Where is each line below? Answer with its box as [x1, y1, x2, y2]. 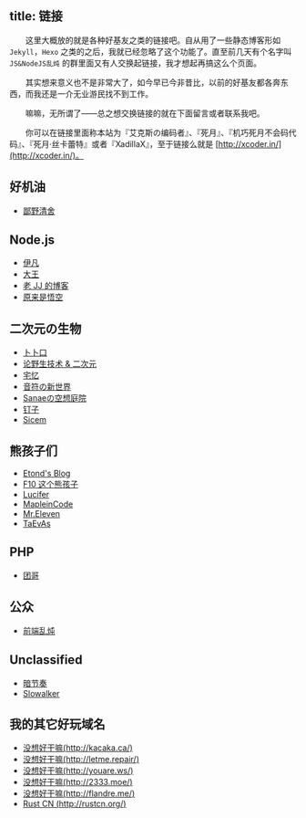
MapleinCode [22, 498, 74, 509]
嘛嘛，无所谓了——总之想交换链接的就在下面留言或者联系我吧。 [25, 108, 265, 119]
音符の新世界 [22, 382, 71, 393]
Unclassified [9, 652, 83, 668]
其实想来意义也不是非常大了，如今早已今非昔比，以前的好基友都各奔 [25, 77, 280, 88]
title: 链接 [9, 8, 64, 25]
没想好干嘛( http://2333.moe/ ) [22, 777, 134, 788]
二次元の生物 [9, 320, 82, 336]
